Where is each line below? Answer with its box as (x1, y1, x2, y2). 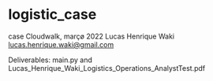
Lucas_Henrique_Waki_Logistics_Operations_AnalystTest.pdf (8, 63, 206, 72)
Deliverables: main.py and (8, 55, 93, 64)
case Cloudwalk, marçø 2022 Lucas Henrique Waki (8, 31, 175, 41)
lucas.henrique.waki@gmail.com (8, 39, 114, 49)
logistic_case (8, 6, 97, 24)
